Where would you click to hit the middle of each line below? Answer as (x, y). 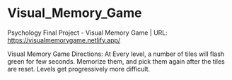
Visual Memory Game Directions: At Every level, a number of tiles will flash (116, 54)
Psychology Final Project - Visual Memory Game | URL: (88, 33)
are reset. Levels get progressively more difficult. (79, 69)
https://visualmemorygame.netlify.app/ (64, 40)
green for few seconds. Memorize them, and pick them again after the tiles (116, 61)
